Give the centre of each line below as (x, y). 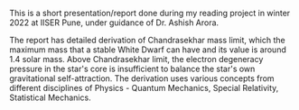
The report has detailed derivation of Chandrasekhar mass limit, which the (148, 40)
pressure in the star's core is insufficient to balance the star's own (132, 69)
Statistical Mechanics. (51, 97)
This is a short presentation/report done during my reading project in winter (150, 13)
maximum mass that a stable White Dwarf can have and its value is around (148, 50)
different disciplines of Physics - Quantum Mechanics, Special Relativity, (144, 88)
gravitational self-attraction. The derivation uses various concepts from (142, 78)
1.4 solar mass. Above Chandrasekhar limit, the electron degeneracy (136, 59)
